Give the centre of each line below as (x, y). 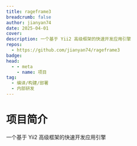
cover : (14, 34)
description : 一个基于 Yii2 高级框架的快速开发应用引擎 (69, 39)
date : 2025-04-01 (27, 28)
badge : (14, 56)
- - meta (22, 66)
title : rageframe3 (29, 12)
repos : (14, 45)
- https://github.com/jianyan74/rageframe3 (66, 50)
